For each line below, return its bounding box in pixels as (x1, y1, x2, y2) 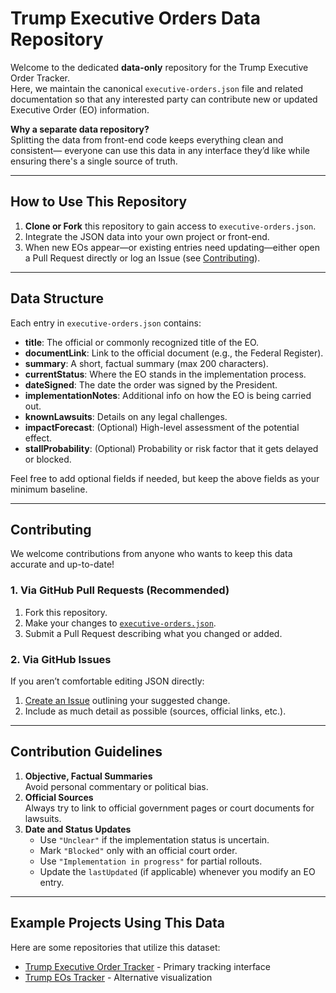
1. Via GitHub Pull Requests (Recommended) (10, 583, 230, 597)
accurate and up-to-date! (10, 558, 115, 571)
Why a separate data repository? (10, 123, 150, 135)
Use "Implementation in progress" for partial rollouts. (39, 855, 263, 867)
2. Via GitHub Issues (10, 652, 112, 666)
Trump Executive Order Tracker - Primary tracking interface (24, 960, 271, 972)
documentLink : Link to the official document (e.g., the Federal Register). (24, 347, 324, 359)
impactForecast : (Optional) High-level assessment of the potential (24, 421, 300, 433)
